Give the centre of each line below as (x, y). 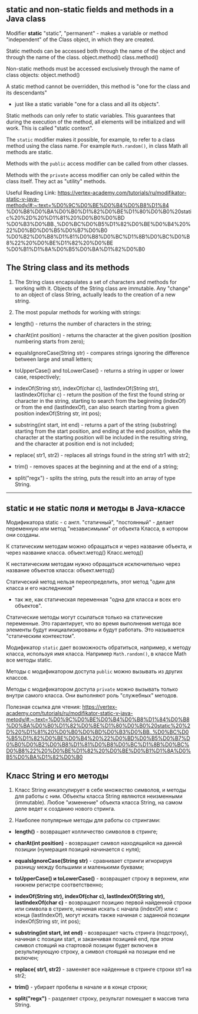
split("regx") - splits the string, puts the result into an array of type (95, 478)
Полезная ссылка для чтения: (44, 707)
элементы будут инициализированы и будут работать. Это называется (95, 630)
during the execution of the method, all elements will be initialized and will (96, 122)
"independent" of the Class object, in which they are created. (80, 39)
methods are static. (29, 152)
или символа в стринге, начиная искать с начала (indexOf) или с (96, 909)
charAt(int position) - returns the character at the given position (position (103, 335)
